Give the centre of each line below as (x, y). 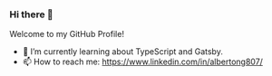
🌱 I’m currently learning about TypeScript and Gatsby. (123, 52)
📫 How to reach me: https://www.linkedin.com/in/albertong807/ (142, 62)
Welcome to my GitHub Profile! (67, 34)
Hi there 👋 (32, 14)
